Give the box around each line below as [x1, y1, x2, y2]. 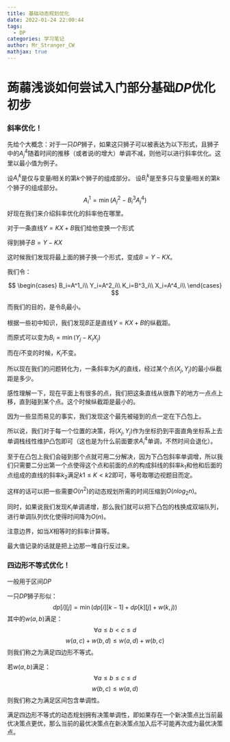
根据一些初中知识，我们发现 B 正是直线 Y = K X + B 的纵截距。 [7, 318, 175, 327]
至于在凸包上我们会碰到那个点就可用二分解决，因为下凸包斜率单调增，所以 [7, 452, 217, 461]
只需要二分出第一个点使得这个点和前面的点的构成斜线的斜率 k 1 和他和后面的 [12, 461, 222, 471]
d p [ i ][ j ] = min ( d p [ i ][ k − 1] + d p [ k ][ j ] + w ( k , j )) [52, 603, 178, 612]
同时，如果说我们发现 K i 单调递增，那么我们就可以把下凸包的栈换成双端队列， [7, 502, 222, 512]
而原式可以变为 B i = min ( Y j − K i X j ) [7, 333, 101, 343]
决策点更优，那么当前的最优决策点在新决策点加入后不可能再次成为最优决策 [12, 719, 223, 728]
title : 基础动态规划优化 [7, 10, 70, 17]
